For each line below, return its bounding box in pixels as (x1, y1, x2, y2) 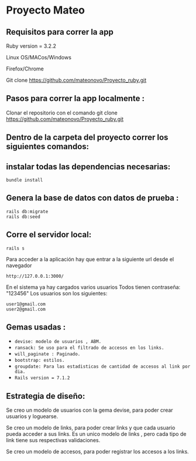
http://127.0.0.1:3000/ (6, 273, 64, 279)
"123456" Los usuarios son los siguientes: (6, 290, 108, 297)
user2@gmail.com (6, 306, 46, 312)
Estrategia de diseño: (6, 391, 85, 401)
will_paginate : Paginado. (14, 351, 81, 357)
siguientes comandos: (6, 142, 90, 152)
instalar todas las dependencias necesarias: (6, 161, 171, 171)
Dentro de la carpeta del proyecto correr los (6, 133, 169, 143)
